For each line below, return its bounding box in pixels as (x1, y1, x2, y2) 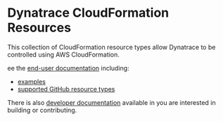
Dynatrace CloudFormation (7, 5, 170, 21)
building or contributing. (7, 106, 77, 114)
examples (17, 77, 46, 85)
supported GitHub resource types (17, 85, 115, 93)
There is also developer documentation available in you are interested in (7, 98, 216, 106)
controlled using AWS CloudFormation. (7, 50, 120, 59)
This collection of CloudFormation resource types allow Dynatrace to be (7, 43, 216, 51)
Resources (7, 20, 72, 36)
